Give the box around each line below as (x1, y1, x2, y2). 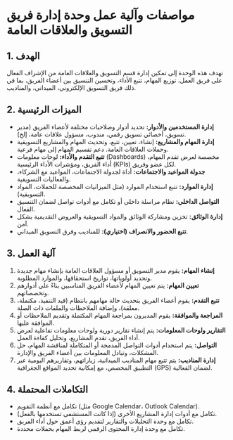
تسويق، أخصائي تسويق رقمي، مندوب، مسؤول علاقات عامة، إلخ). (16, 130, 187, 138)
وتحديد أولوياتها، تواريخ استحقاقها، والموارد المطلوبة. (16, 273, 153, 282)
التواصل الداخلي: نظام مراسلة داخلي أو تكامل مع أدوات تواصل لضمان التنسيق (16, 197, 220, 205)
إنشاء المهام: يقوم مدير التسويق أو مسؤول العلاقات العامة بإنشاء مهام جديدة (16, 266, 215, 274)
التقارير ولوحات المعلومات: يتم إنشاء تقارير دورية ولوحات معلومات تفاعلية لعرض (16, 325, 226, 334)
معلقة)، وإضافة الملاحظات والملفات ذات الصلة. (16, 303, 140, 312)
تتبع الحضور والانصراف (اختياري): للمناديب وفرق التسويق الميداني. (16, 227, 189, 235)
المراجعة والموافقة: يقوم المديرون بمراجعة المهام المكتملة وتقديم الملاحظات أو (16, 311, 223, 319)
